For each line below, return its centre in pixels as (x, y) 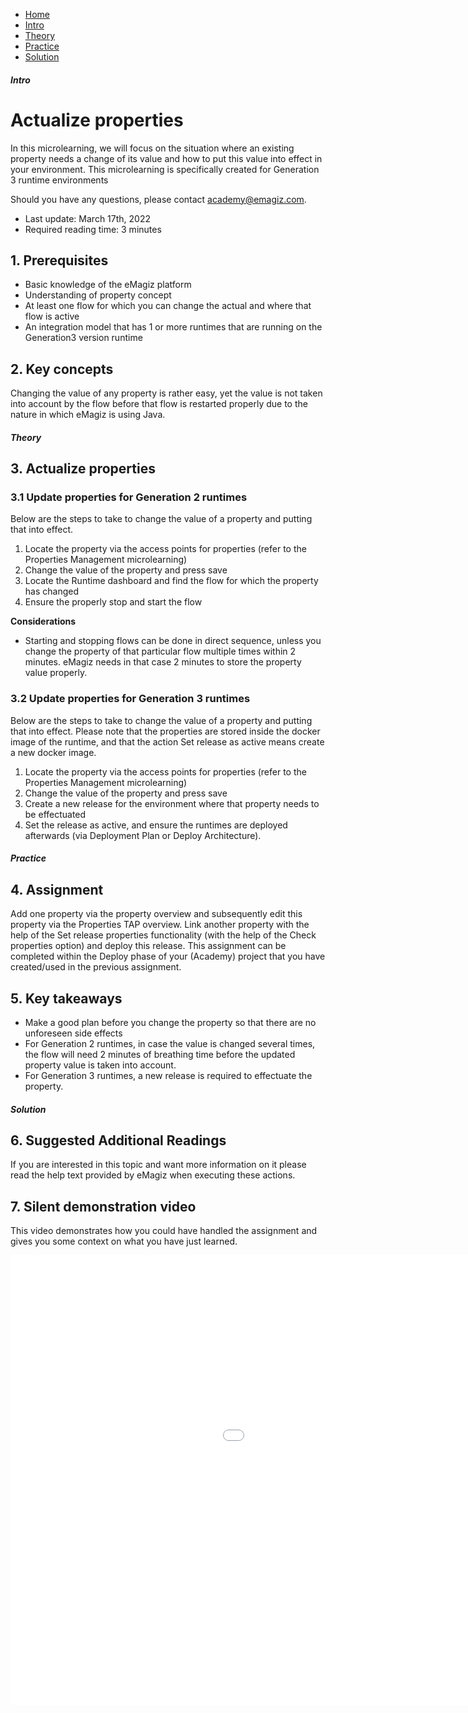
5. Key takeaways (66, 998)
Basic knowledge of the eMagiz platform (108, 285)
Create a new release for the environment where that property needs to (172, 803)
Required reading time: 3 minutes (93, 229)
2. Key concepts (62, 369)
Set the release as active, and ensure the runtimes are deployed (156, 825)
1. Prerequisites (59, 260)
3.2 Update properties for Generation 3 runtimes (130, 699)
